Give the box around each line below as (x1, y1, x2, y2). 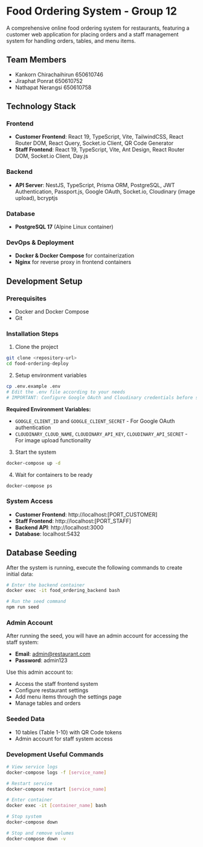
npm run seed (6, 604, 39, 610)
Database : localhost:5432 (14, 530, 80, 537)
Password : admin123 (14, 657, 68, 664)
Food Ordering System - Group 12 (6, 4, 177, 18)
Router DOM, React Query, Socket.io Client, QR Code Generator (14, 139, 174, 147)
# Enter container (6, 797, 53, 803)
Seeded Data (6, 715, 45, 723)
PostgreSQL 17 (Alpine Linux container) (14, 223, 114, 231)
